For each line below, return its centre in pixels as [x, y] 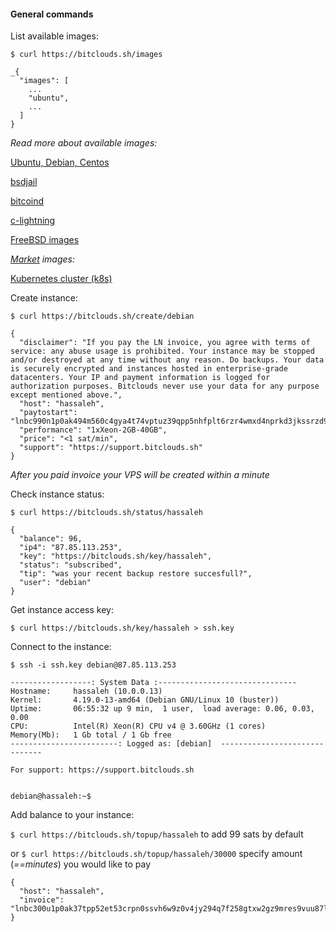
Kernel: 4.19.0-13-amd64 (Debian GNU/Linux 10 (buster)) [145, 700]
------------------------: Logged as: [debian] [111, 744]
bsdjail [24, 182]
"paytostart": [48, 413]
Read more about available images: [84, 143]
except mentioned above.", [66, 395]
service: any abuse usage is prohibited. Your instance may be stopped [162, 351]
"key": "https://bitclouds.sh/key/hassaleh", [116, 556]
